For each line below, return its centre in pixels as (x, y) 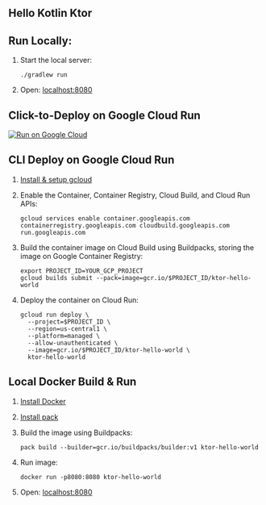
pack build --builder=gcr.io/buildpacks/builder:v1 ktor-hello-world (139, 447)
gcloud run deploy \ (54, 315)
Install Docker (43, 401)
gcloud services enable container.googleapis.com (105, 218)
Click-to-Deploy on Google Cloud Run (105, 115)
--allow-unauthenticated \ (73, 343)
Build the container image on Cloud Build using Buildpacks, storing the (137, 247)
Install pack (39, 417)
